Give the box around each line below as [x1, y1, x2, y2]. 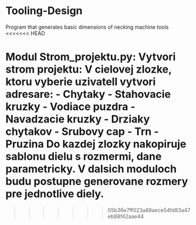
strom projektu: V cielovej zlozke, [5, 63, 172, 76]
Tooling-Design [5, 4, 83, 18]
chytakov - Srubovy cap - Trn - [5, 125, 159, 138]
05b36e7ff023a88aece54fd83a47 [107, 206, 191, 213]
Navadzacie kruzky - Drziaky [5, 112, 150, 126]
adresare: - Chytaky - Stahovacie [5, 88, 171, 101]
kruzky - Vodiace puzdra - [5, 100, 136, 114]
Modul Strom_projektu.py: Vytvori [5, 50, 176, 64]
